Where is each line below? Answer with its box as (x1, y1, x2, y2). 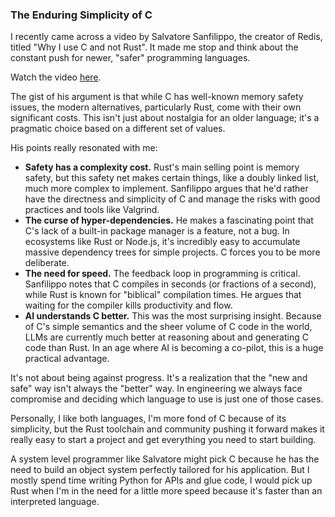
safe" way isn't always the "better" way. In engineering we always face (10, 383, 303, 395)
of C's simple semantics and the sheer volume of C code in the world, (24, 321, 313, 333)
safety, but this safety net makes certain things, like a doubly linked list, (24, 172, 320, 184)
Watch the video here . (10, 71, 102, 83)
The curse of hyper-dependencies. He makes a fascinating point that (24, 214, 314, 227)
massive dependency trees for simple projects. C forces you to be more (24, 246, 321, 258)
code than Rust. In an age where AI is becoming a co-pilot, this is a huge (24, 342, 324, 354)
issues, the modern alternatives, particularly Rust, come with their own (10, 101, 302, 113)
